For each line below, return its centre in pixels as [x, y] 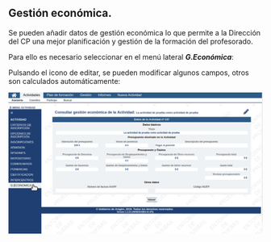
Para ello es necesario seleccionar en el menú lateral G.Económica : [121, 56]
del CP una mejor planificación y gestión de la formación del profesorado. [131, 41]
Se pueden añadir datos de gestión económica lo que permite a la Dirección [134, 32]
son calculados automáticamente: [65, 81]
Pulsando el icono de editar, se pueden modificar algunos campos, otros [129, 73]
